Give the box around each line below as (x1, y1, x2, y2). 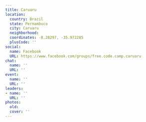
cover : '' (9, 109, 30, 115)
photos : (5, 100, 21, 105)
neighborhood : (9, 30, 39, 35)
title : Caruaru (5, 7, 37, 12)
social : (5, 44, 21, 49)
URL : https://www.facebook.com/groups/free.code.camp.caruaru (9, 53, 142, 59)
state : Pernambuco (9, 21, 48, 26)
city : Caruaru (9, 26, 39, 31)
